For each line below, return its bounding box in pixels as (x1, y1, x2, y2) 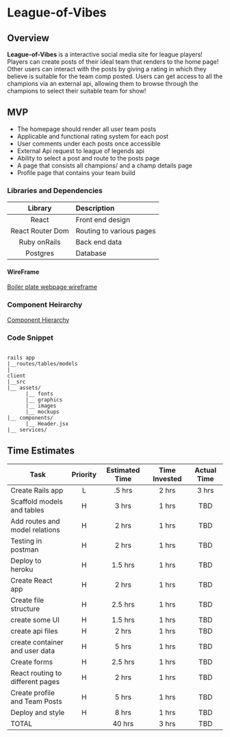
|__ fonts (25, 390, 53, 397)
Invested (153, 473, 182, 483)
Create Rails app (10, 485, 64, 495)
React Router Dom (10, 226, 70, 236)
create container (10, 637, 64, 646)
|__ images (25, 402, 57, 409)
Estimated (105, 465, 140, 475)
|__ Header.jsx (25, 420, 69, 427)
